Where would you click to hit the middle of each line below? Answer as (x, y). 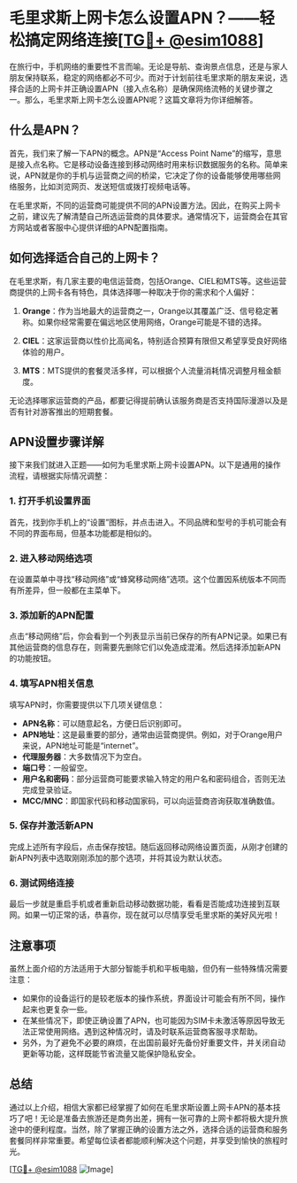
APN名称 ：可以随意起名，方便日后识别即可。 (104, 723)
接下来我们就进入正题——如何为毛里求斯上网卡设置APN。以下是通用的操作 (145, 465)
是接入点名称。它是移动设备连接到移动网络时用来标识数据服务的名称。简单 (145, 164)
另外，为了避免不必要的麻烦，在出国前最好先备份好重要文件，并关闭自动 (153, 1042)
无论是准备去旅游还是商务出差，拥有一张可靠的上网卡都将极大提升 (160, 1118)
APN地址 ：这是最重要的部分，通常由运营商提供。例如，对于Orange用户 (152, 734)
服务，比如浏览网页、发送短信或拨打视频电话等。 (106, 186)
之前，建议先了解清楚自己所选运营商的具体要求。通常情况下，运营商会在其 (145, 216)
